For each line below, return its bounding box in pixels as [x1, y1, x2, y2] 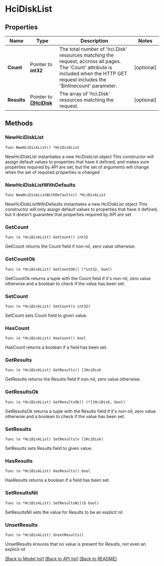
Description [80, 38, 108, 44]
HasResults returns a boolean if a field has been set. [5, 477, 110, 483]
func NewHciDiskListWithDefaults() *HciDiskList [5, 192, 106, 197]
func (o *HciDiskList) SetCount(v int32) [5, 304, 91, 309]
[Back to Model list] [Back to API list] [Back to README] [5, 556, 117, 562]
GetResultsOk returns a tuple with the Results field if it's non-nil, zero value [5, 408, 156, 414]
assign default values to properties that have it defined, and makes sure [5, 159, 149, 165]
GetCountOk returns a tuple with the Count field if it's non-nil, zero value [5, 275, 151, 281]
